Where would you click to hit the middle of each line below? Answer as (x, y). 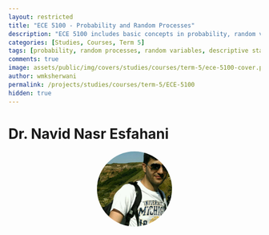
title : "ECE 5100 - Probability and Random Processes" (102, 25)
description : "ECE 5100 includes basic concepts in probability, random (132, 34)
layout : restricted (41, 17)
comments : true (34, 59)
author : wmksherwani (43, 76)
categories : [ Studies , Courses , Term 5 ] (77, 43)
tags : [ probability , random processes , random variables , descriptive (128, 51)
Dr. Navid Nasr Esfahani (89, 134)
